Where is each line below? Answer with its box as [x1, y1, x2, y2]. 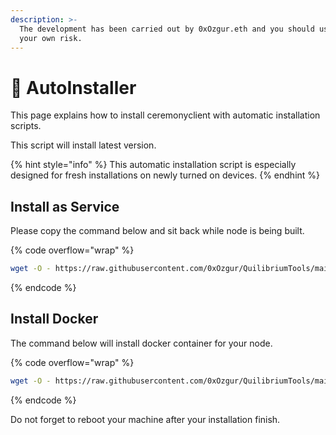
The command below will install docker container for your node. [10, 337, 273, 349]
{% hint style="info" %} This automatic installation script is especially [10, 159, 297, 171]
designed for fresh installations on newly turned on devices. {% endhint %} [10, 169, 321, 181]
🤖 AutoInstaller [10, 76, 137, 99]
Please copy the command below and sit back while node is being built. [10, 225, 305, 237]
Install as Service [10, 198, 120, 215]
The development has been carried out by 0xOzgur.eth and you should [19, 24, 315, 34]
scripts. [10, 120, 42, 132]
